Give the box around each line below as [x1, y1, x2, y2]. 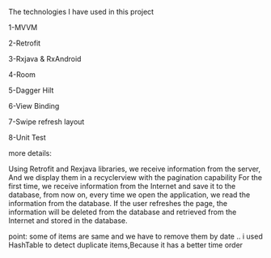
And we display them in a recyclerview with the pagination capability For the [8, 173, 263, 182]
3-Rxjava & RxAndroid [8, 54, 82, 63]
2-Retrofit [8, 38, 41, 48]
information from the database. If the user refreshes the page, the [8, 199, 228, 208]
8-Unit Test [8, 133, 46, 142]
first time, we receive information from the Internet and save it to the [8, 182, 236, 191]
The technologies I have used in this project [8, 7, 155, 16]
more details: [8, 148, 53, 157]
